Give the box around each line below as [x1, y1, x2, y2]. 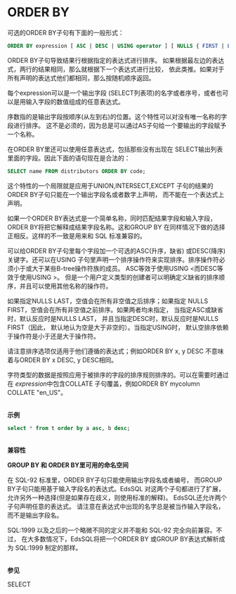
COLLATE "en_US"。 [7, 388, 67, 396]
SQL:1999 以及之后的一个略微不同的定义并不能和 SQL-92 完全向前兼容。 [7, 526, 216, 534]
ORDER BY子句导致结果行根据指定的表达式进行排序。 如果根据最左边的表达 [7, 56, 225, 64]
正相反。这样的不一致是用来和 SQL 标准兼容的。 [7, 232, 146, 240]
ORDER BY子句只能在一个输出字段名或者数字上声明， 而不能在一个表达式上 [7, 190, 225, 198]
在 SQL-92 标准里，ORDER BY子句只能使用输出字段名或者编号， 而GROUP [7, 476, 223, 484]
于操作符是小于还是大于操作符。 [7, 331, 100, 340]
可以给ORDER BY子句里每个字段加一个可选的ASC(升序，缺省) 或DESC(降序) [7, 246, 226, 255]
